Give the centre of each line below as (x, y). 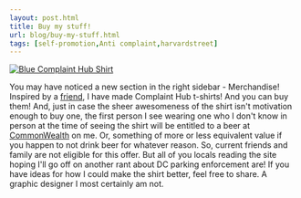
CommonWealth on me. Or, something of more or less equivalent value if (146, 135)
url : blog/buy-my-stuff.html (65, 35)
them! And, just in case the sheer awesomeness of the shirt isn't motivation (151, 107)
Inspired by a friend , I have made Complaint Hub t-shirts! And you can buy (149, 97)
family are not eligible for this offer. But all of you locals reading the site (143, 155)
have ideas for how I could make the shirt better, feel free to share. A (138, 174)
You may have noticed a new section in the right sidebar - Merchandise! (145, 87)
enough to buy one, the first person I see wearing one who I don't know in (148, 116)
